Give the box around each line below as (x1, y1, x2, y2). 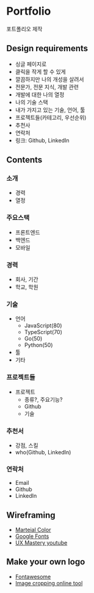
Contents (6, 155, 43, 166)
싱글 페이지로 (15, 60, 47, 68)
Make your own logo (6, 557, 85, 567)
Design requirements (6, 43, 89, 54)
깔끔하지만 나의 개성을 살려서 (15, 75, 84, 83)
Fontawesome (15, 573, 51, 580)
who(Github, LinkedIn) (15, 448, 71, 456)
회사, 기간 (15, 276, 38, 283)
